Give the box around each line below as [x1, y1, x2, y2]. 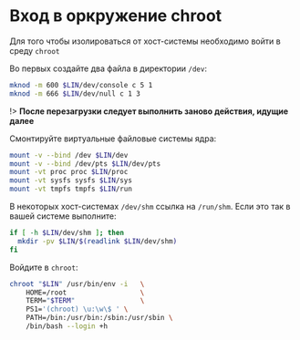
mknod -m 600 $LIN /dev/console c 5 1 [9, 80, 153, 89]
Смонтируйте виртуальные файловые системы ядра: [9, 133, 217, 144]
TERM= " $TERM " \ [26, 296, 145, 305]
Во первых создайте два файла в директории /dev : [9, 63, 208, 74]
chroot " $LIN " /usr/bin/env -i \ [9, 279, 145, 288]
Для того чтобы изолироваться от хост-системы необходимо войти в [9, 36, 281, 46]
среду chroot [9, 45, 60, 56]
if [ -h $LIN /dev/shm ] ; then [9, 229, 125, 238]
